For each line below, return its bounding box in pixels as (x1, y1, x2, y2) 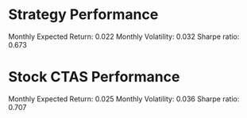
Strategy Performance (8, 6, 159, 24)
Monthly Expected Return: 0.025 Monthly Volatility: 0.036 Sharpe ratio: (8, 93, 240, 104)
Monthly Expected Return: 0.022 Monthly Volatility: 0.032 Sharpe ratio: (8, 32, 240, 41)
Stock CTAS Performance (8, 68, 180, 86)
